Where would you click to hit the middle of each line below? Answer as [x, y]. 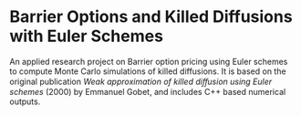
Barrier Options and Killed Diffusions [151, 17]
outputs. [25, 101]
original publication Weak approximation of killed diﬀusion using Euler [141, 81]
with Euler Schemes [87, 36]
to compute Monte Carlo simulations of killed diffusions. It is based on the [148, 71]
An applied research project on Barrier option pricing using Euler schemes [149, 61]
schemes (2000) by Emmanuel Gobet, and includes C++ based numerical [148, 91]
